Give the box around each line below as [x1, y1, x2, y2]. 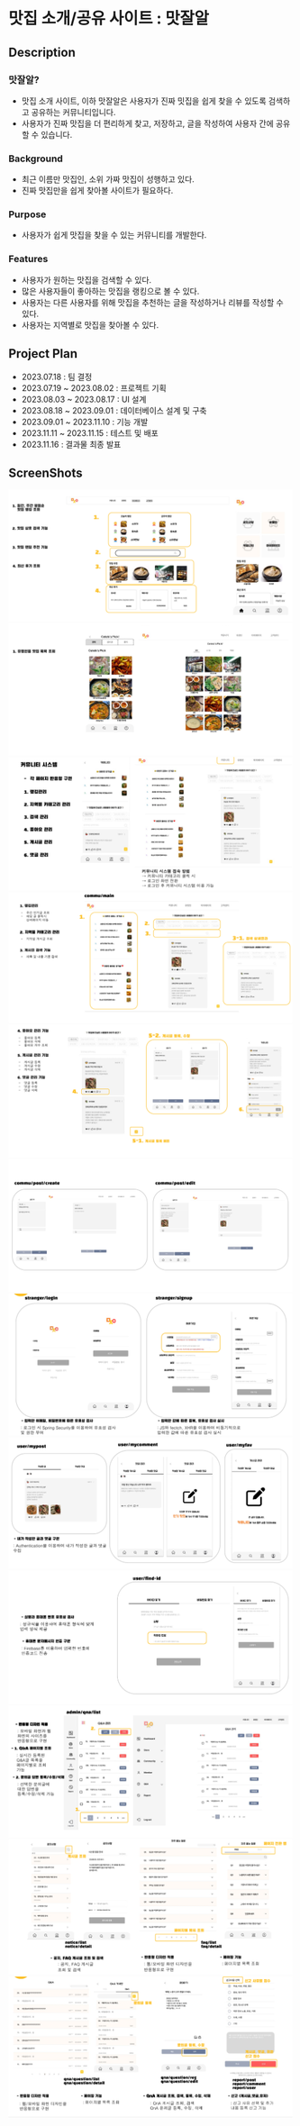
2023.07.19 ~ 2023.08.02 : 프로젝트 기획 [21, 382, 168, 393]
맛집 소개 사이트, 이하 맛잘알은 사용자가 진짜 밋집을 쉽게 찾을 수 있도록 [21, 95, 267, 106]
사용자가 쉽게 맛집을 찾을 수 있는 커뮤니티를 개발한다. [21, 230, 207, 241]
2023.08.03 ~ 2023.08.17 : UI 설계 [21, 394, 147, 404]
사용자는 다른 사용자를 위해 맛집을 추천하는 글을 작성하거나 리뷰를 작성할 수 [21, 296, 285, 307]
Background [8, 152, 64, 165]
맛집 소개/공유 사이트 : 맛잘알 [8, 8, 209, 29]
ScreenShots [8, 465, 83, 480]
